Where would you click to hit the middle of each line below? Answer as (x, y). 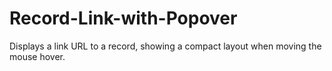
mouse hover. (37, 56)
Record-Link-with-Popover (123, 18)
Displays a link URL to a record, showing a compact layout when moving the (165, 46)
